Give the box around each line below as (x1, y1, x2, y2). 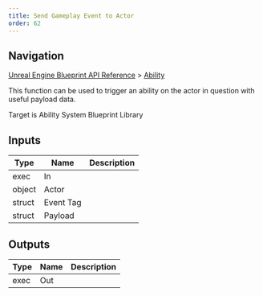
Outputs (8, 237, 51, 251)
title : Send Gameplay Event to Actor (8, 11, 135, 20)
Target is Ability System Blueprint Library (8, 110, 144, 120)
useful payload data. (8, 94, 76, 105)
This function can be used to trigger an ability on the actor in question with (8, 86, 255, 96)
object (12, 184, 36, 195)
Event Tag (43, 197, 82, 208)
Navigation (8, 49, 64, 63)
